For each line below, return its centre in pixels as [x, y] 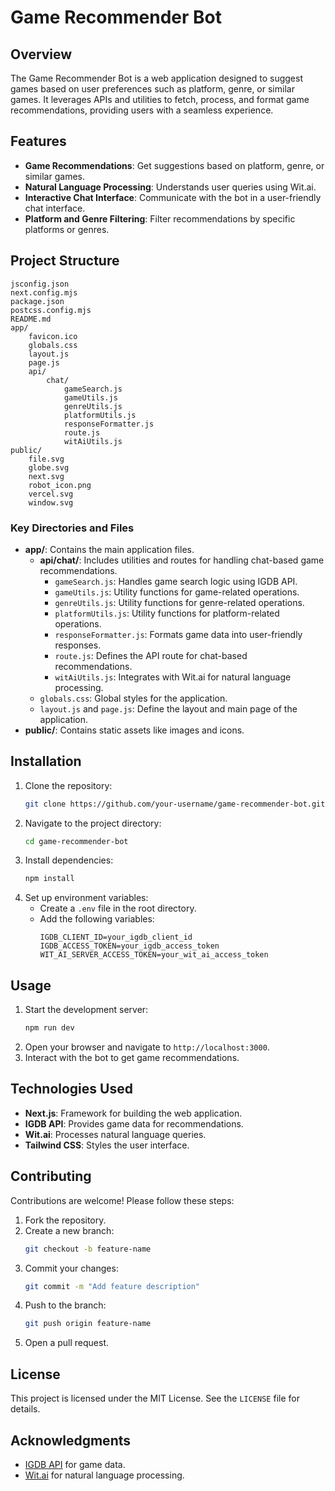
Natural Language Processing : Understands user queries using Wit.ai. [170, 187]
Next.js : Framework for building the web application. [133, 1113]
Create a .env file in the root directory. [118, 908]
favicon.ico [53, 336]
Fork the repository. [65, 1220]
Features [38, 141]
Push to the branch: [65, 1305]
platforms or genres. [67, 229]
